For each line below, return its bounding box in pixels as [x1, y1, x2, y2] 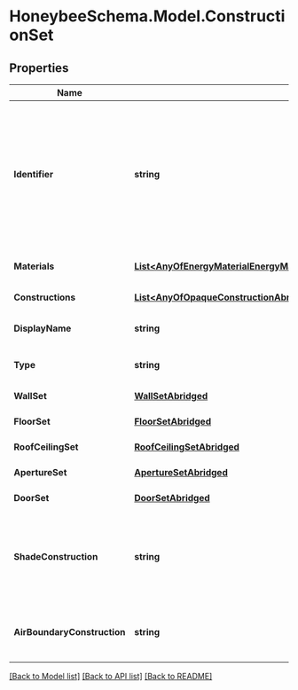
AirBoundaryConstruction [13, 626, 126, 638]
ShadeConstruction [13, 551, 98, 562]
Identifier [13, 169, 54, 180]
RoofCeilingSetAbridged [134, 441, 239, 453]
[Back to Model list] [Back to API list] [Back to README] [9, 671, 213, 681]
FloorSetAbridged [134, 415, 211, 427]
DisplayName [13, 322, 72, 334]
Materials [13, 260, 55, 272]
